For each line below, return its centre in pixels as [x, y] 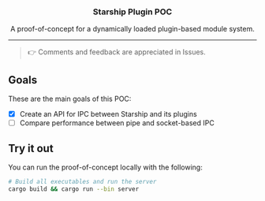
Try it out [31, 148]
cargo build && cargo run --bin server [74, 189]
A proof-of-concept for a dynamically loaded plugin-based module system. [132, 29]
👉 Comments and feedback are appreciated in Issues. [117, 52]
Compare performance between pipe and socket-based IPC [117, 123]
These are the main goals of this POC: [70, 99]
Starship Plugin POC [132, 12]
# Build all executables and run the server [82, 182]
